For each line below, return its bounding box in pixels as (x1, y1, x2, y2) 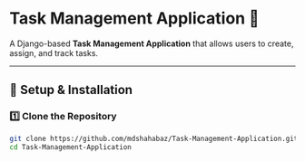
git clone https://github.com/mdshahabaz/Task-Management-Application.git (9, 134, 299, 143)
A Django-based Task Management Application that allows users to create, (9, 38, 294, 49)
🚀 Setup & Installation (9, 82, 133, 98)
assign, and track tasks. (9, 47, 98, 58)
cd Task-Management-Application (9, 142, 132, 152)
